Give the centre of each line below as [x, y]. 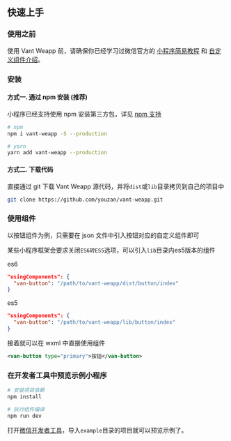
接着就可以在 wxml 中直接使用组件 [56, 343]
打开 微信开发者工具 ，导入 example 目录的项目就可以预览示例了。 [97, 430]
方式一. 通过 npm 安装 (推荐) [48, 97]
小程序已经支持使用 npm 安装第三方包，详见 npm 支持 [84, 114]
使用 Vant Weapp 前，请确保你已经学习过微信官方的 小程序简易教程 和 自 [111, 50]
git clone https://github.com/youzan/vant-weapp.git [85, 200]
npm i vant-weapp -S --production [57, 134]
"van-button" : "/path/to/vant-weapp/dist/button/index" [96, 283]
